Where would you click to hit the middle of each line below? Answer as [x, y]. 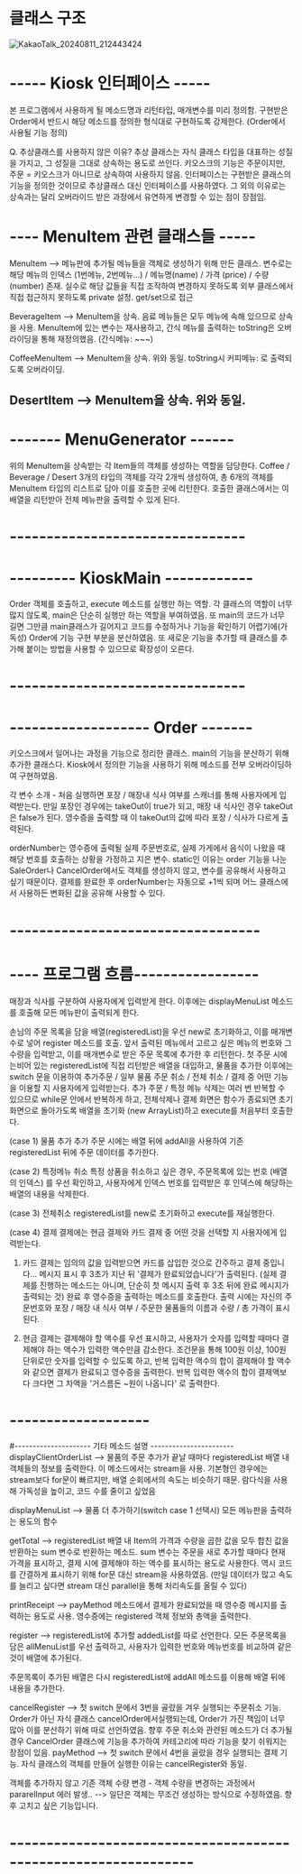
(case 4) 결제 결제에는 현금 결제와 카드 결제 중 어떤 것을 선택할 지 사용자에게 [143, 1232]
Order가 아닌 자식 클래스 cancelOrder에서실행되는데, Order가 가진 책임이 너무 [147, 1719]
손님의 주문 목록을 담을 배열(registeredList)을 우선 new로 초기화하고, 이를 [139, 1031]
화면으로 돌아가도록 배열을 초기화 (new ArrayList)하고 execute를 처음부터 [139, 1110]
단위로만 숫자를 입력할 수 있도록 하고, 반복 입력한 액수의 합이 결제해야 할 [148, 1360]
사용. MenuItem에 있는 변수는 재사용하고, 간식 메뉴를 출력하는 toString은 [146, 327]
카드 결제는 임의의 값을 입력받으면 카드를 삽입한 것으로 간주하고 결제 [142, 1263]
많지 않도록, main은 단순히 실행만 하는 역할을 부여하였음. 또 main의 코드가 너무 [147, 615]
